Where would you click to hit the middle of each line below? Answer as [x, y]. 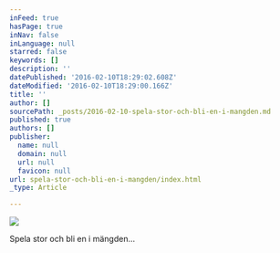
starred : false [38, 52]
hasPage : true [36, 26]
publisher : [30, 137]
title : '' [28, 94]
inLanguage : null [42, 43]
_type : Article [38, 188]
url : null [36, 162]
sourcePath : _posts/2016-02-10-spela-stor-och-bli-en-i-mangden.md [140, 111]
